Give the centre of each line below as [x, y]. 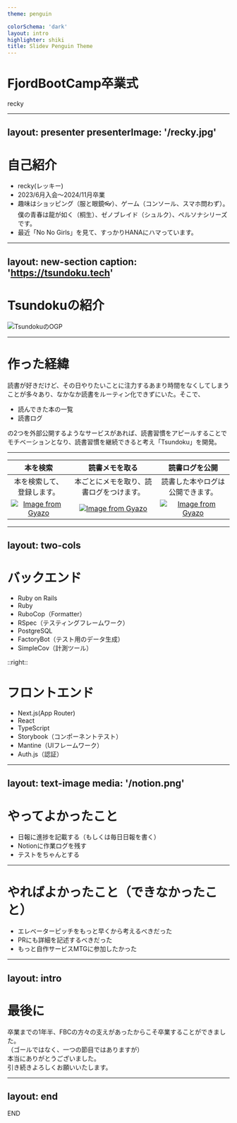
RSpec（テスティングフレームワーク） [73, 623]
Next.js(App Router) [46, 713]
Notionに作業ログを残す [52, 846]
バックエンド [45, 578]
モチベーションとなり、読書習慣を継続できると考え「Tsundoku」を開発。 [114, 442]
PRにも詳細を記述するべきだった [65, 940]
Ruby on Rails [37, 598]
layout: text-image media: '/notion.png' [96, 784]
